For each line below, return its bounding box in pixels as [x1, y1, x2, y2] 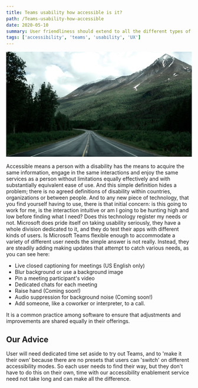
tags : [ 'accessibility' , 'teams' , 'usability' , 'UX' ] [6, 34, 141, 41]
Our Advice [6, 335, 49, 345]
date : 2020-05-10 [6, 22, 49, 28]
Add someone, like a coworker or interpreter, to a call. [14, 299, 146, 307]
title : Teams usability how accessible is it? [6, 9, 123, 15]
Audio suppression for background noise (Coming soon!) [14, 293, 153, 300]
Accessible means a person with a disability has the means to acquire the [6, 163, 184, 170]
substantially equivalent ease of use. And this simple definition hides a [6, 181, 177, 189]
